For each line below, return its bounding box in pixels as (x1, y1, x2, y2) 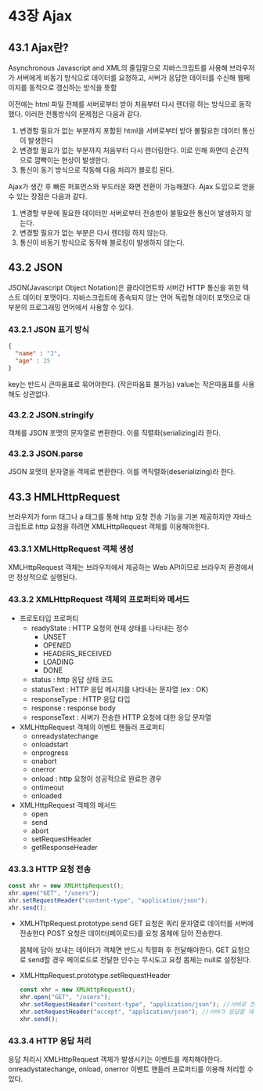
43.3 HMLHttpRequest (8, 490, 121, 503)
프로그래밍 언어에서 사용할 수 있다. (28, 302, 134, 312)
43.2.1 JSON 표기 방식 (8, 323, 90, 334)
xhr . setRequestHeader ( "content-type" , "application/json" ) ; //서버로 (19, 1001, 247, 1009)
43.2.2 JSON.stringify (8, 409, 95, 420)
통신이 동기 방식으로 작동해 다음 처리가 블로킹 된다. (19, 166, 175, 174)
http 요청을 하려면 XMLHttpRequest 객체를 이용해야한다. (34, 522, 210, 531)
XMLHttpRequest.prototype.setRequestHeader (19, 971, 171, 980)
